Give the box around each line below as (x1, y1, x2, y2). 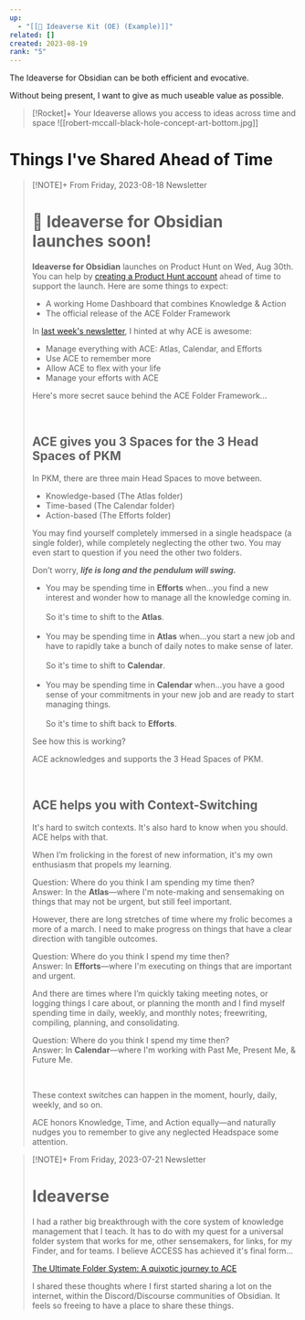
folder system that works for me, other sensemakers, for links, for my (31, 1235, 292, 1246)
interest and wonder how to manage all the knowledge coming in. (45, 592, 292, 602)
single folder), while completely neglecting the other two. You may (31, 537, 281, 548)
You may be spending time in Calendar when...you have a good (45, 679, 285, 690)
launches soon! (31, 231, 152, 252)
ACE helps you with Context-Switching (31, 798, 258, 813)
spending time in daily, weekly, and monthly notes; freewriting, (31, 1007, 268, 1018)
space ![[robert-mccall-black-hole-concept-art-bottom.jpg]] (31, 118, 258, 129)
